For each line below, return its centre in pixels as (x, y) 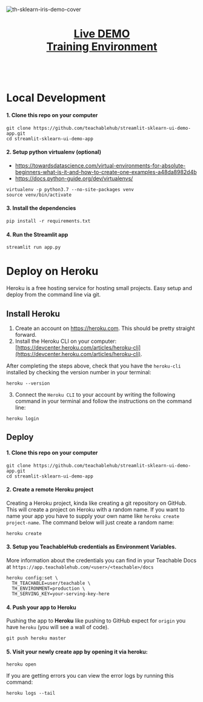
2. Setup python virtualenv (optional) (54, 152)
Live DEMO (102, 34)
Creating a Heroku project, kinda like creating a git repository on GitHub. (96, 503)
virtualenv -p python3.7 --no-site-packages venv (70, 189)
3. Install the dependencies (41, 208)
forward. (26, 334)
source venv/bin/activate (39, 195)
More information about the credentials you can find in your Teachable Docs (101, 560)
